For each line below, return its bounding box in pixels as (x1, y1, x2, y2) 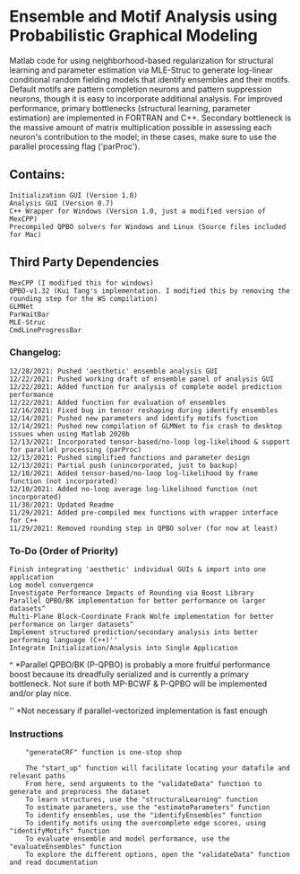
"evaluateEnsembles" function (9, 843, 123, 852)
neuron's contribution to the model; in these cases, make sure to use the (9, 131, 278, 142)
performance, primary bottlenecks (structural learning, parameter (9, 102, 251, 113)
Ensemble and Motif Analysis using (9, 6, 278, 27)
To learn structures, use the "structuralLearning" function (25, 795, 258, 805)
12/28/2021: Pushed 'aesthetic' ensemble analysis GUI (9, 366, 219, 375)
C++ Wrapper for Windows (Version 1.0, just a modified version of (9, 207, 267, 216)
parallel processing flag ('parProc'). (9, 141, 141, 152)
